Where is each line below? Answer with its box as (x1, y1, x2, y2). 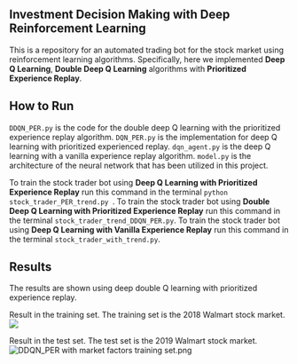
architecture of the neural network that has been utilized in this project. (9, 160, 269, 170)
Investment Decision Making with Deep (9, 7, 231, 22)
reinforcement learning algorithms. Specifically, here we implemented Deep (9, 53, 285, 65)
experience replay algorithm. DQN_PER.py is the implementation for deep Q (9, 131, 277, 142)
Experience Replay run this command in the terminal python (9, 186, 229, 197)
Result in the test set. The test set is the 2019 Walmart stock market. (9, 336, 258, 346)
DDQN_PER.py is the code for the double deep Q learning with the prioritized (9, 122, 281, 132)
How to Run (9, 99, 74, 114)
